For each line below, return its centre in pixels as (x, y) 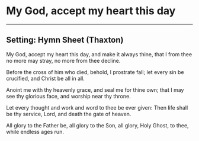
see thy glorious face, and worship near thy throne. (69, 96)
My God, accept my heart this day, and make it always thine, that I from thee (99, 54)
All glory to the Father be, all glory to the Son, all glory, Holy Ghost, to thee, (97, 125)
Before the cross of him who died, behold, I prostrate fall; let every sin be (95, 72)
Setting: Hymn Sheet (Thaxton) (65, 40)
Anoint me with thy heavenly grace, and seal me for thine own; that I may (95, 89)
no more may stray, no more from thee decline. (63, 60)
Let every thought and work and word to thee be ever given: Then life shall (97, 107)
